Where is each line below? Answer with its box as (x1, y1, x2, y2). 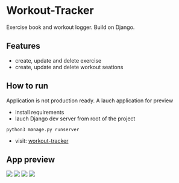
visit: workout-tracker (14, 137, 69, 144)
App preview (6, 154, 55, 164)
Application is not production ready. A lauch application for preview (6, 97, 174, 104)
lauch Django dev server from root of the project (14, 115, 136, 122)
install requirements (14, 108, 64, 116)
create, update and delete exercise (14, 57, 102, 64)
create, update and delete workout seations (14, 63, 124, 70)
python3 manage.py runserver (6, 126, 80, 132)
